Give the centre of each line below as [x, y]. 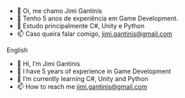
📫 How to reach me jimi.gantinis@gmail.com [82, 87]
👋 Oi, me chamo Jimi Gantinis [59, 11]
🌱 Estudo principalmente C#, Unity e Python [81, 26]
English [17, 50]
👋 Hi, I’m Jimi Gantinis [48, 64]
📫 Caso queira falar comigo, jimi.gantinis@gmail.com [95, 34]
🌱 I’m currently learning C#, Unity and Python [82, 79]
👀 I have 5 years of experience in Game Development [94, 71]
